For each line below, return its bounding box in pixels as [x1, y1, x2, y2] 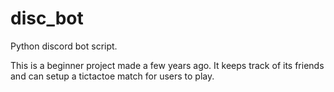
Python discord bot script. [10, 40, 118, 52]
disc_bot [10, 7, 84, 30]
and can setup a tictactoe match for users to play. [10, 70, 215, 82]
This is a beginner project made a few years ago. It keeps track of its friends [10, 59, 325, 71]
